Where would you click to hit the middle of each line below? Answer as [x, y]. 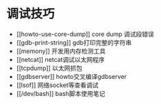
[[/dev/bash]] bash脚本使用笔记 [61, 93]
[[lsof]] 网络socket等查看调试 [57, 85]
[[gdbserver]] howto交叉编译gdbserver [72, 76]
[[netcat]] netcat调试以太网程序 [61, 59]
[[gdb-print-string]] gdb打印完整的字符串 [74, 42]
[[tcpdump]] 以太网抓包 [49, 68]
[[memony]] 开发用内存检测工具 [61, 51]
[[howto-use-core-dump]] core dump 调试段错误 [85, 34]
